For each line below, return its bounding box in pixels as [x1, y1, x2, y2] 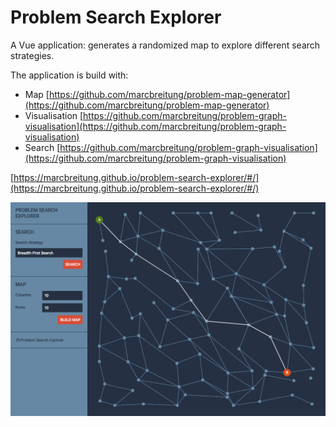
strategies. [10, 49, 55, 61]
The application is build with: [10, 69, 129, 81]
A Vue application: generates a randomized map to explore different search [10, 39, 321, 51]
